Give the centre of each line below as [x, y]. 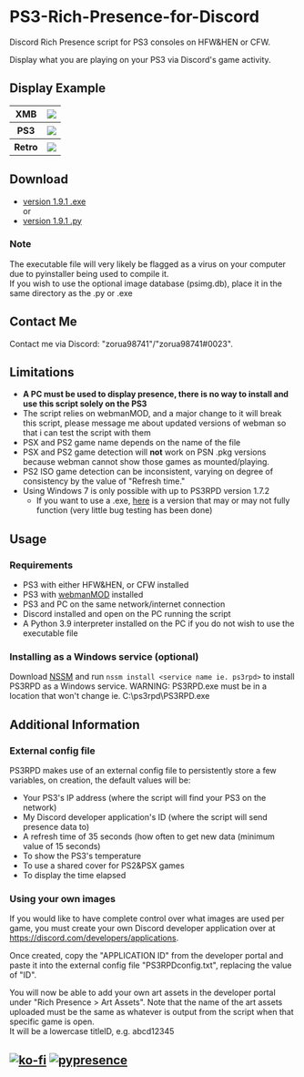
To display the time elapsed [74, 876]
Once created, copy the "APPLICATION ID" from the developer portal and [147, 956]
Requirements [41, 565]
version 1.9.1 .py [52, 221]
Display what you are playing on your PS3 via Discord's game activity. [140, 59]
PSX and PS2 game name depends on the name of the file [132, 443]
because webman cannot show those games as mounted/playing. [146, 462]
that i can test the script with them [87, 433]
